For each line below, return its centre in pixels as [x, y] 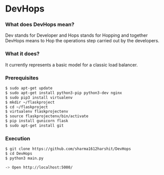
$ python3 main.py [24, 158]
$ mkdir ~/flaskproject [30, 102]
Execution [18, 138]
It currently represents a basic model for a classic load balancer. [71, 65]
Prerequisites [22, 77]
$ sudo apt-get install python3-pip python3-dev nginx [64, 93]
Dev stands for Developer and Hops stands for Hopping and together [76, 35]
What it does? [23, 54]
